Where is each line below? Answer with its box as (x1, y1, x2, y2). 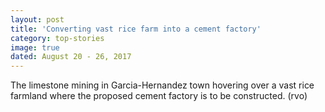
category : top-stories (10, 33, 105, 43)
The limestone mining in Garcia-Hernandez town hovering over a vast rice (10, 79, 315, 91)
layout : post (10, 14, 65, 25)
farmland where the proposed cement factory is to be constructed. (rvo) (10, 90, 308, 102)
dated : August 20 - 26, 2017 (10, 52, 132, 62)
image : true (10, 42, 60, 53)
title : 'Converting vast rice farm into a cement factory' (10, 24, 262, 34)
